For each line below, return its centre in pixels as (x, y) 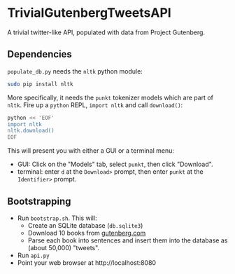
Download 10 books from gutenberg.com (87, 233)
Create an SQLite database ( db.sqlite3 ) (85, 225)
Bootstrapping (39, 201)
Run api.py (34, 255)
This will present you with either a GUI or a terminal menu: (91, 151)
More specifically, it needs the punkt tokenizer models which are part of (110, 97)
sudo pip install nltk (40, 84)
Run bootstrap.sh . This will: (57, 218)
